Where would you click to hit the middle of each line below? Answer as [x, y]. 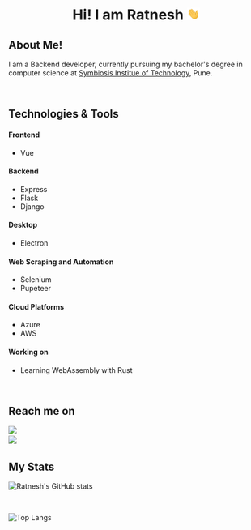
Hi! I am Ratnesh [128, 15]
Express [34, 189]
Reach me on [42, 411]
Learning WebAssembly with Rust [76, 370]
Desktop [23, 225]
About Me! [36, 45]
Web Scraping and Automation [61, 262]
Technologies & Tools [64, 114]
